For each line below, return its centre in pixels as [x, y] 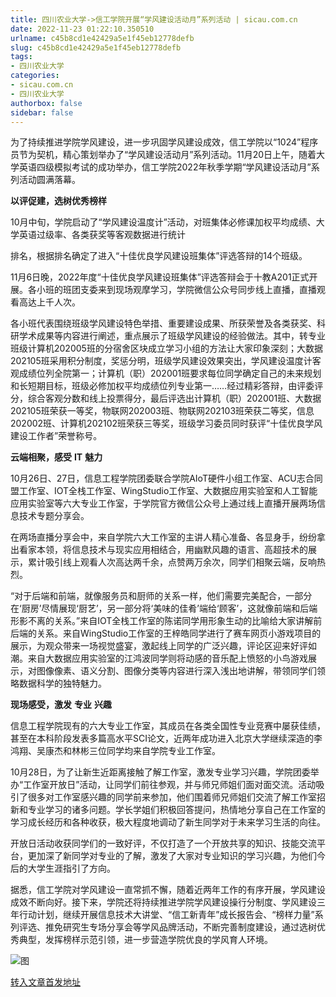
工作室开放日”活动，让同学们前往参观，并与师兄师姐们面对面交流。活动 [170, 785]
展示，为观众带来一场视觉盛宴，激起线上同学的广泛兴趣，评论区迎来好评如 [163, 646]
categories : [35, 76]
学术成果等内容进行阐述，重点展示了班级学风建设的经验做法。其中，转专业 [172, 336]
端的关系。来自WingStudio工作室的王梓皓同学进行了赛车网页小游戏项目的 [170, 633]
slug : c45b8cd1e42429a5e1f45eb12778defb [96, 47]
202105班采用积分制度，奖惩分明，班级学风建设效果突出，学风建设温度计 [161, 361]
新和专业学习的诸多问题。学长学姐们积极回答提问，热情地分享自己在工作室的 [168, 810]
